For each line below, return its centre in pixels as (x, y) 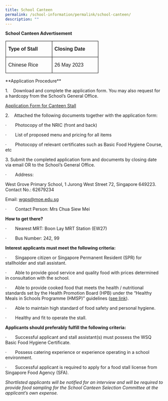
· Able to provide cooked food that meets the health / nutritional (74, 288)
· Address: (20, 175)
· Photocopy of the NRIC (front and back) (51, 125)
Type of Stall (23, 49)
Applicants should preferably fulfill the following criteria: (66, 328)
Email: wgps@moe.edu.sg (32, 199)
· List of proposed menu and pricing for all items (58, 135)
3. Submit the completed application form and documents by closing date (81, 160)
